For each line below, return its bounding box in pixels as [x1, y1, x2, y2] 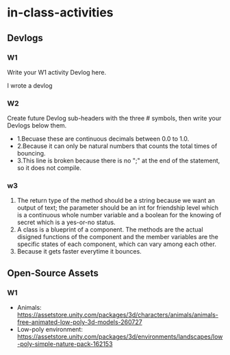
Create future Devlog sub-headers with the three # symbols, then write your [7, 114, 222, 123]
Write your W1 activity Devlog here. [7, 68, 107, 76]
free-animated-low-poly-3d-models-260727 [16, 318, 142, 326]
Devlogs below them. [7, 121, 67, 130]
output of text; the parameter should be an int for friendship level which [16, 204, 219, 212]
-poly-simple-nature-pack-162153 [16, 340, 113, 348]
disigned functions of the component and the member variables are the [16, 233, 219, 241]
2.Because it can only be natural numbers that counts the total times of [16, 142, 218, 150]
